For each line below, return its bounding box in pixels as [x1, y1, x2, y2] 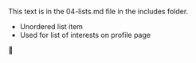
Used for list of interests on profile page [19, 31, 151, 39]
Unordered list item [19, 22, 84, 31]
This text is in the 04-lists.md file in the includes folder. [8, 7, 189, 16]
